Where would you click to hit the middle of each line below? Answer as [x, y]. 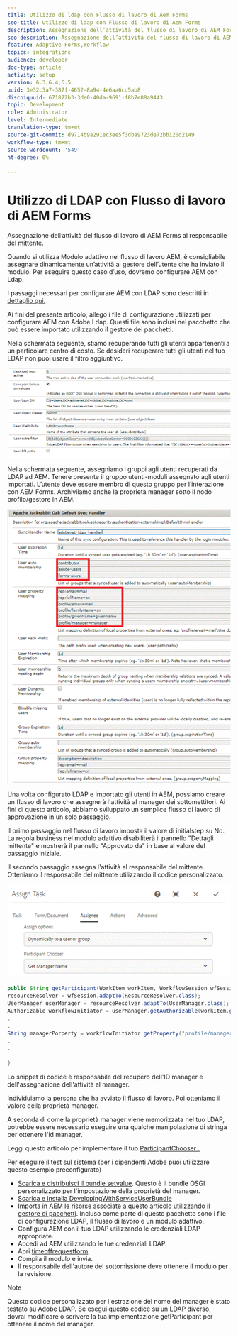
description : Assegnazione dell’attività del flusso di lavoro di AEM [114, 30]
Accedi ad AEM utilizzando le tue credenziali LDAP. [92, 1243]
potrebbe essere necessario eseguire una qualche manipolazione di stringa [117, 1127]
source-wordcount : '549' [44, 150]
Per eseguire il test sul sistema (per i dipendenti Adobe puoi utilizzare [109, 1162]
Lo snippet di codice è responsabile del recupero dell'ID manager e [105, 1077]
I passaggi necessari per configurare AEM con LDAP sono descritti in [108, 293]
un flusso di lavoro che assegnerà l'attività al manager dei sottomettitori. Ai [117, 801]
